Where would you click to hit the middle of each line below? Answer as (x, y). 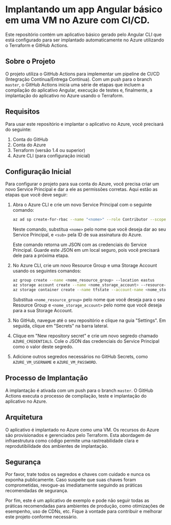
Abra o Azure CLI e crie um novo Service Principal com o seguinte (82, 205)
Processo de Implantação (47, 378)
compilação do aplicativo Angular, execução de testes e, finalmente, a (79, 90)
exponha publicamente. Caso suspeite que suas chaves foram (71, 480)
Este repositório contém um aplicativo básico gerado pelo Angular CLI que (83, 34)
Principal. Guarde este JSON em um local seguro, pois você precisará (86, 250)
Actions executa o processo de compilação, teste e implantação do (76, 396)
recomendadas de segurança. (37, 491)
